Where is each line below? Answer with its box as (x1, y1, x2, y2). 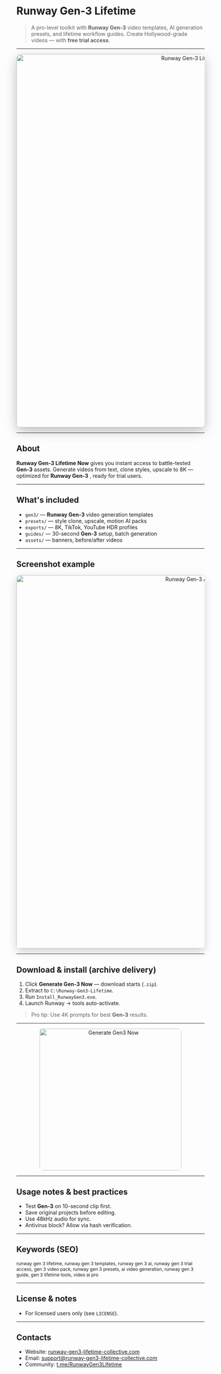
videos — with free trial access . (30, 36, 110, 44)
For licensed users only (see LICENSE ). (24, 1310, 119, 1317)
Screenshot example (16, 559, 95, 569)
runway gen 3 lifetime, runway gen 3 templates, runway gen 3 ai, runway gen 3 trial (16, 1260, 193, 1267)
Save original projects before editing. (24, 1209, 116, 1216)
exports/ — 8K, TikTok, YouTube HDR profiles (24, 524, 138, 531)
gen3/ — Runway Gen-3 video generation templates (24, 511, 154, 518)
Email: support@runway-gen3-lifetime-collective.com (24, 1354, 158, 1362)
